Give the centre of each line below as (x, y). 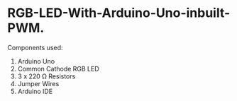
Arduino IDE (35, 91)
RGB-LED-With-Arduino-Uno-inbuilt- (119, 13)
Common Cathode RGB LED (58, 69)
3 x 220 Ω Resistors (46, 76)
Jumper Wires (38, 83)
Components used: (35, 47)
